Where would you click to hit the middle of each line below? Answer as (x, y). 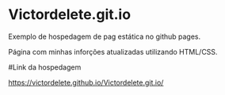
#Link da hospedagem (45, 67)
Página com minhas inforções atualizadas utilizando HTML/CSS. (113, 51)
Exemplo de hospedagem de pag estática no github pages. (105, 36)
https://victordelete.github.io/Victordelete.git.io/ (86, 82)
